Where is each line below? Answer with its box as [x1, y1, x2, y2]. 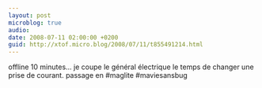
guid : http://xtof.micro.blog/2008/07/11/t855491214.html [8, 41, 203, 49]
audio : [8, 26, 30, 34]
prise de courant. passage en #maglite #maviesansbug [8, 71, 188, 80]
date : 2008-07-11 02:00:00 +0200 [8, 33, 119, 42]
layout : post [8, 11, 51, 20]
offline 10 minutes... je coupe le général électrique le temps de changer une [8, 62, 255, 71]
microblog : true [8, 19, 62, 27]
